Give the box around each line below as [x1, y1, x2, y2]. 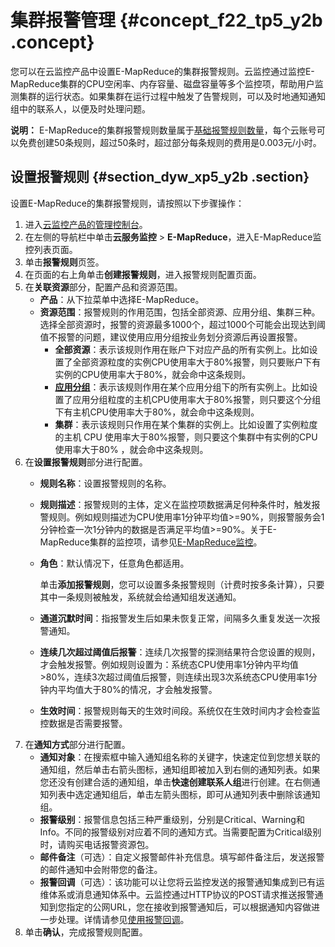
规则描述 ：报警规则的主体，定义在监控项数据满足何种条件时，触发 [39, 498, 312, 510]
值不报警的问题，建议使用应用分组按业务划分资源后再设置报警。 [39, 331, 303, 343]
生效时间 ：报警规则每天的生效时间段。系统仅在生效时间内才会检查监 [39, 704, 321, 716]
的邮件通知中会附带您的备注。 [39, 863, 163, 875]
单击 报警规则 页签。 [24, 256, 105, 268]
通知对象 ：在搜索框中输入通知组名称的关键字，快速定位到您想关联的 [39, 751, 321, 763]
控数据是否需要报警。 [39, 717, 128, 729]
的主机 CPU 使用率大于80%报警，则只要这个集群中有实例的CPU [54, 431, 318, 443]
